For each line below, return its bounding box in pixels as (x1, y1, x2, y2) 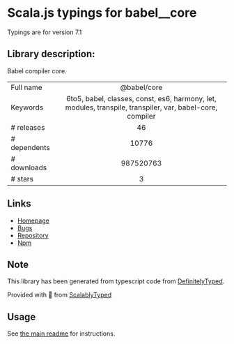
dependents (10, 142, 50, 152)
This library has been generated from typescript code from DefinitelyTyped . (7, 277, 225, 285)
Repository (17, 231, 49, 239)
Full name (10, 82, 43, 92)
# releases (10, 122, 45, 132)
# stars (10, 174, 33, 184)
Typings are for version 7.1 (7, 28, 82, 36)
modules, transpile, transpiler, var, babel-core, (65, 103, 218, 112)
